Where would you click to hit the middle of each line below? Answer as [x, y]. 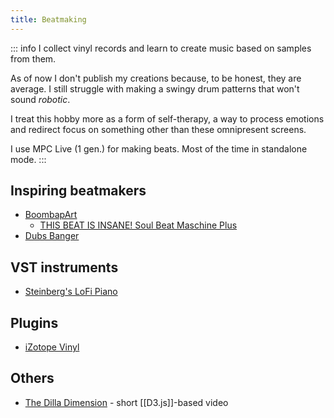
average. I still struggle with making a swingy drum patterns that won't [155, 88]
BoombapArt [51, 215]
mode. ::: [28, 159]
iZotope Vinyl [52, 347]
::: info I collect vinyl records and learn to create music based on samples [161, 48]
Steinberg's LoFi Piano [71, 292]
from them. [33, 58]
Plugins [34, 322]
